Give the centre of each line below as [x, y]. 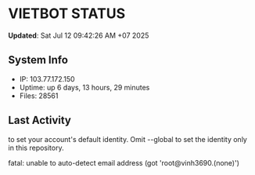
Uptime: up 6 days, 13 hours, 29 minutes [84, 87]
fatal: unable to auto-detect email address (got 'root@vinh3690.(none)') [124, 162]
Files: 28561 [39, 96]
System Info [38, 60]
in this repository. [36, 148]
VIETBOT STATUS [67, 14]
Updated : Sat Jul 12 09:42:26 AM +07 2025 [79, 35]
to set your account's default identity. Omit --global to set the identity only [128, 139]
